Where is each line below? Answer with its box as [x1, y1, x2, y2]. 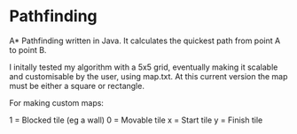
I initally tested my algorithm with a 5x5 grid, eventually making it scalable [9, 62, 278, 72]
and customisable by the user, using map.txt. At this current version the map [9, 71, 288, 81]
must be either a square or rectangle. [9, 80, 145, 91]
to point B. [9, 44, 47, 55]
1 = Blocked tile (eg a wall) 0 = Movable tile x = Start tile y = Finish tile [9, 115, 263, 125]
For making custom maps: [9, 97, 105, 108]
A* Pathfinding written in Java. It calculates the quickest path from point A [9, 35, 281, 46]
